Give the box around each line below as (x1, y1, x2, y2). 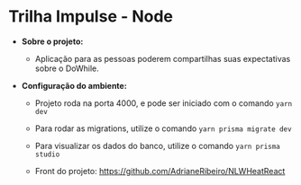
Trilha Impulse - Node (8, 6, 173, 27)
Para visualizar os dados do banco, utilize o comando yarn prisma (34, 140, 280, 151)
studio (34, 150, 60, 159)
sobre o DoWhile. (34, 63, 100, 74)
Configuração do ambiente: (21, 80, 127, 91)
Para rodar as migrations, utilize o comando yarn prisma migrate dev (34, 123, 292, 134)
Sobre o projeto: (21, 36, 84, 47)
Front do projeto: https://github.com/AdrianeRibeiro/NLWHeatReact (34, 165, 286, 176)
